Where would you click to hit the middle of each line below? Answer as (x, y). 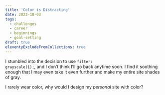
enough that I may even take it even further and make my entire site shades (82, 72)
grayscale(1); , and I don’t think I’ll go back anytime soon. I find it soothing (82, 66)
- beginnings (23, 33)
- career (19, 28)
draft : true (17, 42)
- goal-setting (25, 38)
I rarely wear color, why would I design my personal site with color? (74, 87)
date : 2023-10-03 (23, 14)
